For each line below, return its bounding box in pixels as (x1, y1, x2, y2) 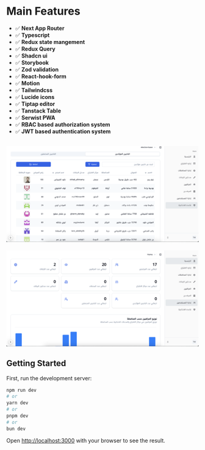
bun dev (6, 426, 26, 432)
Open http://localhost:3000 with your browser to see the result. (6, 437, 166, 444)
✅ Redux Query (15, 45, 56, 53)
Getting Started (6, 358, 67, 369)
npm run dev (6, 387, 37, 393)
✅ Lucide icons (15, 93, 55, 100)
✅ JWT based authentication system (15, 127, 111, 135)
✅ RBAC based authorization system (15, 120, 110, 128)
